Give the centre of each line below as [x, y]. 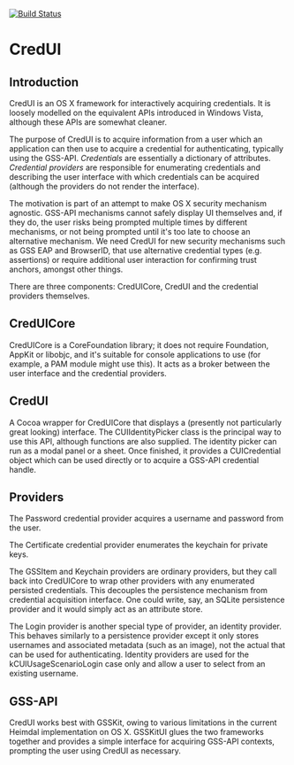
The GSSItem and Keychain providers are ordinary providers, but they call [143, 572]
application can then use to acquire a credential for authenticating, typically [147, 149]
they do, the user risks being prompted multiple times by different [128, 222]
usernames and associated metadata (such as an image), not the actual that [147, 645]
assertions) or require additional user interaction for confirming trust [133, 260]
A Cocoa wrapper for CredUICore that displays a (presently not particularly [146, 422]
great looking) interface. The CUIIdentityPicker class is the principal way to [145, 432]
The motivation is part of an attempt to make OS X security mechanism [138, 203]
